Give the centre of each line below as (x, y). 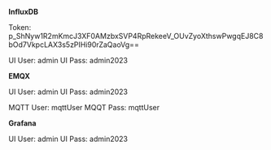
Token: (20, 27)
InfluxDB (24, 12)
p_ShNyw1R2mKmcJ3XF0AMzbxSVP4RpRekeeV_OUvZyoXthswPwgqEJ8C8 (136, 36)
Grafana (22, 123)
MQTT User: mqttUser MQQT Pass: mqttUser (84, 107)
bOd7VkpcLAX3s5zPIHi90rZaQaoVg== (74, 45)
